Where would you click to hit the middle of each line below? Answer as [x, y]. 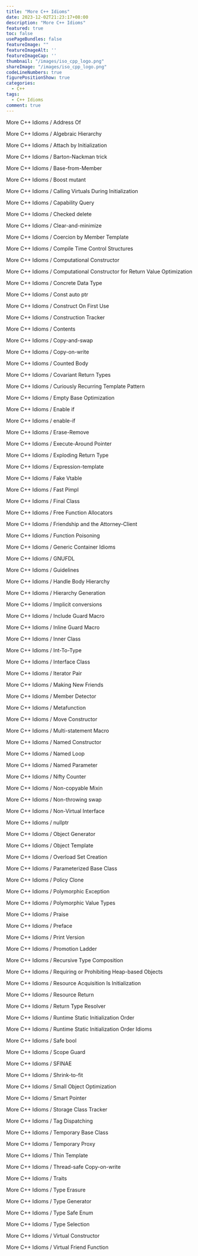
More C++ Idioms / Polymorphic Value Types [61, 903]
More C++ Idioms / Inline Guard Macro [53, 627]
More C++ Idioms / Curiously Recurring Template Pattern [75, 386]
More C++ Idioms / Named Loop [46, 754]
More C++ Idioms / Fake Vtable [44, 478]
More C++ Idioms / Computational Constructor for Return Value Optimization [99, 271]
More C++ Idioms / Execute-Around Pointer [59, 443]
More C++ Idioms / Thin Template [47, 1155]
